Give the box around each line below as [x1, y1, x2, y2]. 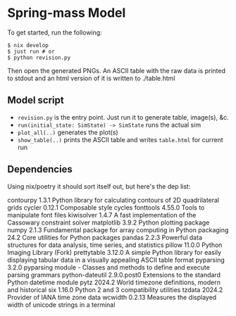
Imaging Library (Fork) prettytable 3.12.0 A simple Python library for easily [7, 248, 222, 256]
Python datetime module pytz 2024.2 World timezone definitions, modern [7, 278, 221, 286]
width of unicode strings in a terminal [7, 301, 116, 309]
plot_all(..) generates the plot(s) [17, 128, 118, 137]
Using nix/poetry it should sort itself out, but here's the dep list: [7, 182, 191, 191]
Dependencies [7, 163, 73, 175]
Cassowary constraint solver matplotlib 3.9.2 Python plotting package [7, 218, 210, 227]
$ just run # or [7, 48, 55, 55]
